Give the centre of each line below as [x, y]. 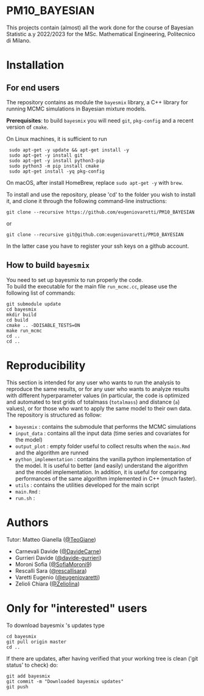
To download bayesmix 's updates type [55, 625]
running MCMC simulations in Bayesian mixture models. [76, 109]
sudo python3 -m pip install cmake [54, 166]
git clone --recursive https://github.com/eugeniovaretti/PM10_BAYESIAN [100, 212]
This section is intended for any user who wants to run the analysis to [93, 382]
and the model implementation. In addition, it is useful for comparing [101, 472]
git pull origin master [37, 642]
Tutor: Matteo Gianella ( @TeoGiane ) [51, 539]
